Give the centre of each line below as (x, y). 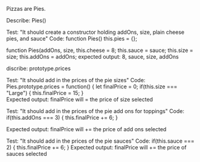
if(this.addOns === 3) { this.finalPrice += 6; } (62, 118)
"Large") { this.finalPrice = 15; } (45, 93)
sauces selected (27, 154)
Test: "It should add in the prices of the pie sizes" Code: (76, 80)
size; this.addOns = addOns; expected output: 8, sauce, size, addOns (93, 57)
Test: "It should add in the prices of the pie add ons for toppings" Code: (95, 111)
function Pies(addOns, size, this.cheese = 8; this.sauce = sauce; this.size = (100, 50)
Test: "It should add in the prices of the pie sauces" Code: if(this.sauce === (100, 141)
